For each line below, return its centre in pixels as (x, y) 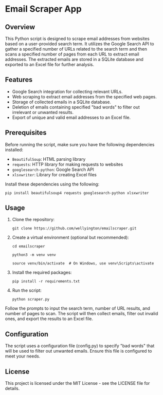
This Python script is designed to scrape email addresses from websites (77, 38)
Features (19, 80)
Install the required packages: (42, 273)
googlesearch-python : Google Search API (53, 169)
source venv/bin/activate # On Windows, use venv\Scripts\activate (83, 263)
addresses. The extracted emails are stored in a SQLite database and (74, 59)
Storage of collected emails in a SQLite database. (61, 102)
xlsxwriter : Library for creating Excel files (54, 174)
